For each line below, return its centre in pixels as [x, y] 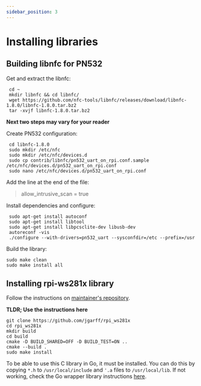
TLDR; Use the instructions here [47, 310]
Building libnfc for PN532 [54, 64]
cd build [17, 337]
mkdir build [21, 331]
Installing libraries [52, 41]
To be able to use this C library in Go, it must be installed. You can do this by [101, 364]
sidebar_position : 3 [32, 12]
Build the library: [26, 248]
